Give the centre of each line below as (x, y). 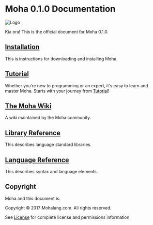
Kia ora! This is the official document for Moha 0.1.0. (57, 32)
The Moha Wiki (28, 106)
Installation (22, 47)
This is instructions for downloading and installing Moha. (61, 59)
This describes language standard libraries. (48, 145)
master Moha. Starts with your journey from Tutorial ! (57, 91)
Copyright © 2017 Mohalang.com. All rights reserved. (58, 208)
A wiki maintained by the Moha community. (48, 118)
